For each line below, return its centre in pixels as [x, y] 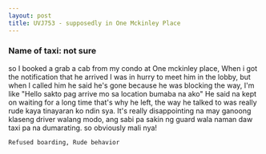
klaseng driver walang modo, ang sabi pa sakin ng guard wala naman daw [131, 119]
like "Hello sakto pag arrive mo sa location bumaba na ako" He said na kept [133, 93]
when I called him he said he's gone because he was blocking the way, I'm [131, 85]
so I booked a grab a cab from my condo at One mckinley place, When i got [133, 68]
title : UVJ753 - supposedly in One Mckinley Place [95, 23]
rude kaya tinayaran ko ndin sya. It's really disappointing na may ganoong [130, 111]
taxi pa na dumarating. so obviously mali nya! [83, 128]
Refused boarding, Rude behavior [64, 142]
